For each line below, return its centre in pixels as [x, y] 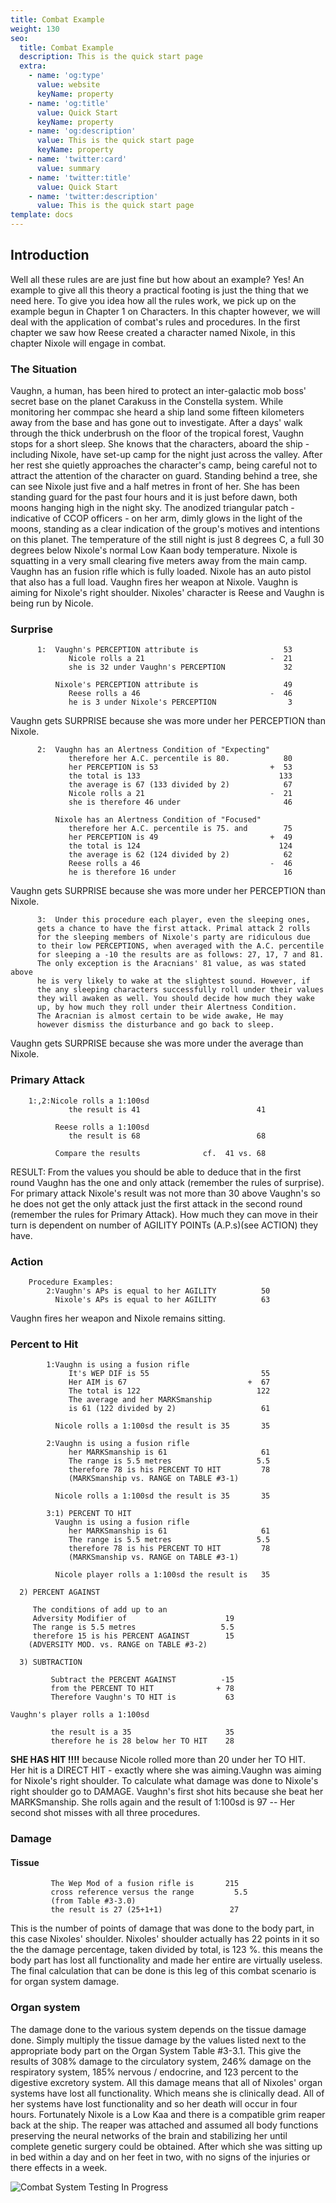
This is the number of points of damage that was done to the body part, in [162, 1928]
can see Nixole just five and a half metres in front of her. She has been [155, 487]
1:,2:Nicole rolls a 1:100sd [89, 1101]
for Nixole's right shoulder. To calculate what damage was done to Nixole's [164, 1781]
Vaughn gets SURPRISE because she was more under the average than [157, 1043]
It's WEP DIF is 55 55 [169, 1374]
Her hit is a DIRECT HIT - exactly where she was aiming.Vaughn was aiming [166, 1770]
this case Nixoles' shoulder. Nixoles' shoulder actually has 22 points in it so [165, 1939]
